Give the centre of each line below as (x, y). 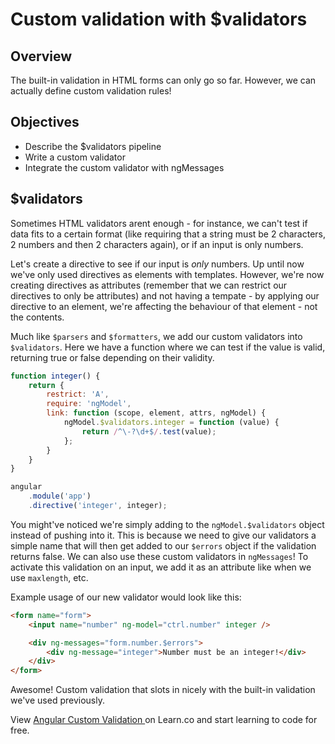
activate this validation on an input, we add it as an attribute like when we (161, 567)
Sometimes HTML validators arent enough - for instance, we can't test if (159, 223)
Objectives (45, 122)
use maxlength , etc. (49, 577)
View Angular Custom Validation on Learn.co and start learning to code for (164, 720)
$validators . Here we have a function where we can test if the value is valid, (168, 347)
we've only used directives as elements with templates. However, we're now (167, 274)
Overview (41, 56)
